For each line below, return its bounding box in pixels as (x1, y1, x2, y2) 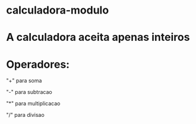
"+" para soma (6, 77, 42, 84)
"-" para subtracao (6, 89, 52, 96)
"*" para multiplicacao (6, 100, 61, 107)
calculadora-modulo (6, 4, 109, 17)
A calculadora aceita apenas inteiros (6, 31, 190, 44)
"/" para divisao (6, 112, 45, 119)
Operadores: (6, 57, 70, 71)
